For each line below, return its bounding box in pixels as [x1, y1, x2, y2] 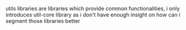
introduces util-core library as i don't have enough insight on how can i [5, 11, 181, 18]
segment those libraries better [5, 18, 80, 24]
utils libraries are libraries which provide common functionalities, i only [5, 5, 180, 12]
